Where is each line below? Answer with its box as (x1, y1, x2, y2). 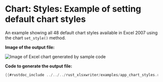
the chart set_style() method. (5, 35, 66, 41)
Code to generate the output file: (5, 63, 73, 69)
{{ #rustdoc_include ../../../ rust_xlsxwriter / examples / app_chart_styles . (5, 72, 158, 77)
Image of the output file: (5, 44, 55, 50)
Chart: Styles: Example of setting (5, 3, 142, 15)
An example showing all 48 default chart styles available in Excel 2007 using (5, 30, 158, 35)
